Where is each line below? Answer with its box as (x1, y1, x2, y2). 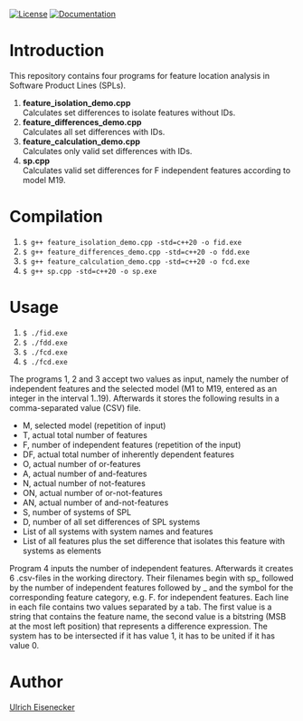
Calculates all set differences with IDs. (22, 126, 166, 137)
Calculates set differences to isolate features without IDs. (22, 107, 236, 118)
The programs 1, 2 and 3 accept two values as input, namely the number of (9, 373, 289, 385)
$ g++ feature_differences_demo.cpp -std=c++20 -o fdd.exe (22, 248, 251, 257)
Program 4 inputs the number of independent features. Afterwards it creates (9, 562, 294, 573)
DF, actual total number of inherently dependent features (22, 449, 235, 460)
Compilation (9, 207, 103, 227)
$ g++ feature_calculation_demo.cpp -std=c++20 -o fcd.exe (22, 257, 251, 267)
